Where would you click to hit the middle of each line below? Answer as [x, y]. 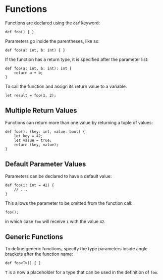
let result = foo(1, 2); [31, 95]
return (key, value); [36, 145]
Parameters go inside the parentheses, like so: [53, 41]
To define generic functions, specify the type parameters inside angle [76, 249]
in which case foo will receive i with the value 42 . [55, 221]
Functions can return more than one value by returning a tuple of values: [79, 122]
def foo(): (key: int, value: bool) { [45, 132]
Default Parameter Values [46, 164]
